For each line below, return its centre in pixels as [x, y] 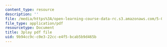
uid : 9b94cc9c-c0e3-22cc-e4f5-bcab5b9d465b [51, 37]
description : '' [22, 14]
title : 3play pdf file [29, 32]
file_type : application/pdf [34, 23]
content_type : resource [30, 10]
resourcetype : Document [30, 28]
